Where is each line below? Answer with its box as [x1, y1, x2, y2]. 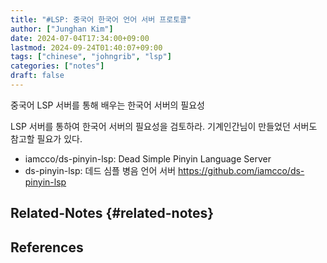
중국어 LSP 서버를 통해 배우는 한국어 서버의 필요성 [10, 99, 206, 111]
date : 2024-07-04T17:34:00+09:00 [10, 33, 150, 43]
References [10, 239, 84, 256]
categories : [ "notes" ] [10, 61, 105, 71]
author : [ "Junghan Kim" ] [10, 24, 114, 34]
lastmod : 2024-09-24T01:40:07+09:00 [10, 42, 163, 53]
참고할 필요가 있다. [10, 132, 83, 145]
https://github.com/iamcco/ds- [178, 164, 305, 176]
